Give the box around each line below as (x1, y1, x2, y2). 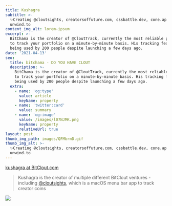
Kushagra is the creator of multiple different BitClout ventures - (17, 174, 151, 180)
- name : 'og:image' (14, 112, 56, 118)
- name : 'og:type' (14, 88, 54, 94)
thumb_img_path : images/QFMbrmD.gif (5, 136, 83, 141)
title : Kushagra (5, 7, 40, 13)
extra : (10, 84, 24, 89)
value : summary (18, 108, 52, 113)
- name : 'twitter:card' (14, 103, 66, 108)
